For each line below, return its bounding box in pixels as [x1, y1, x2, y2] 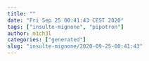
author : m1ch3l [7, 29, 52, 37]
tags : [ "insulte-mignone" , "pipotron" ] [7, 23, 124, 30]
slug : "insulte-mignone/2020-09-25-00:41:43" [7, 43, 143, 50]
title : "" [7, 10, 37, 18]
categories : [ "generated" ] [7, 36, 86, 43]
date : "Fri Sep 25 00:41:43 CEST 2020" [7, 17, 124, 24]
